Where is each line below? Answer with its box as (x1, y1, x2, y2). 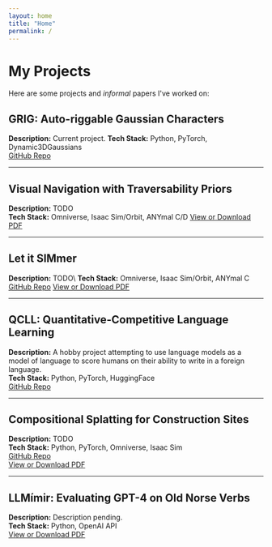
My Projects (8, 62, 91, 80)
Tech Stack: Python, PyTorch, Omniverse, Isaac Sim (8, 442, 183, 452)
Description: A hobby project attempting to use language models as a (8, 347, 242, 357)
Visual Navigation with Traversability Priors (8, 182, 232, 195)
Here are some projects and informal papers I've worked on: (8, 88, 210, 98)
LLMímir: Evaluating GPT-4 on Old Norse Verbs (8, 491, 251, 505)
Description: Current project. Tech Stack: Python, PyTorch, (8, 134, 208, 143)
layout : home (8, 11, 53, 20)
